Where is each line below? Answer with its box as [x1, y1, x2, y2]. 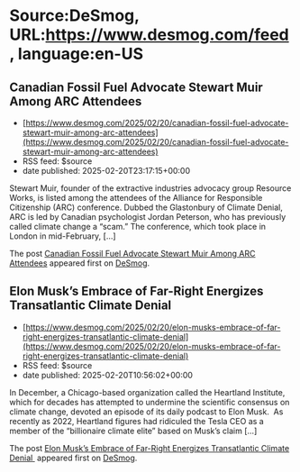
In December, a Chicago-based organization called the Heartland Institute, [9, 386, 286, 397]
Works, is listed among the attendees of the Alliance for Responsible [9, 193, 263, 203]
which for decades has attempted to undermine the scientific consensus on [9, 396, 290, 407]
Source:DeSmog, [9, 5, 140, 26]
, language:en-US [9, 44, 144, 64]
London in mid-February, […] [9, 231, 116, 241]
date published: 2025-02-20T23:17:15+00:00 [22, 166, 191, 176]
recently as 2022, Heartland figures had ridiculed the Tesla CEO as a [9, 415, 264, 426]
